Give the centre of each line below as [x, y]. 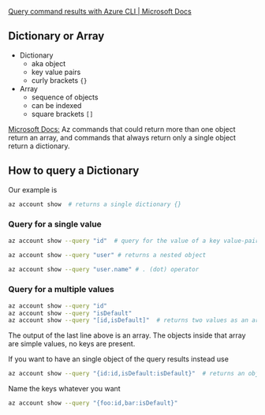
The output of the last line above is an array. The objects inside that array [127, 335]
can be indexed [56, 105]
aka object [49, 63]
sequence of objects [65, 97]
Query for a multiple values [61, 290]
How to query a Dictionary [74, 171]
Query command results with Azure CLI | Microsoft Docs [100, 11]
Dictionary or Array [56, 36]
